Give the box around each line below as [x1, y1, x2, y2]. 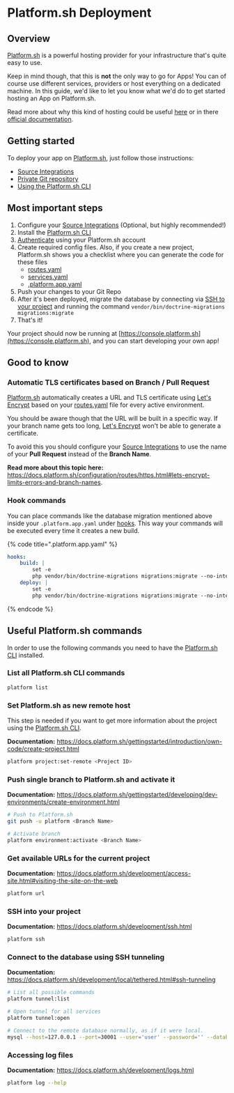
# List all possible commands [7, 989, 95, 996]
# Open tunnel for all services [7, 1008, 101, 1015]
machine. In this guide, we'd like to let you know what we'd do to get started [7, 87, 226, 95]
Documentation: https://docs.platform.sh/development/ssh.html [7, 922, 192, 931]
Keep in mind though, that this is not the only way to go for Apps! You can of [7, 72, 226, 80]
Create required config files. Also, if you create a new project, [17, 242, 194, 251]
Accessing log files [7, 1050, 74, 1060]
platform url [7, 890, 45, 897]
